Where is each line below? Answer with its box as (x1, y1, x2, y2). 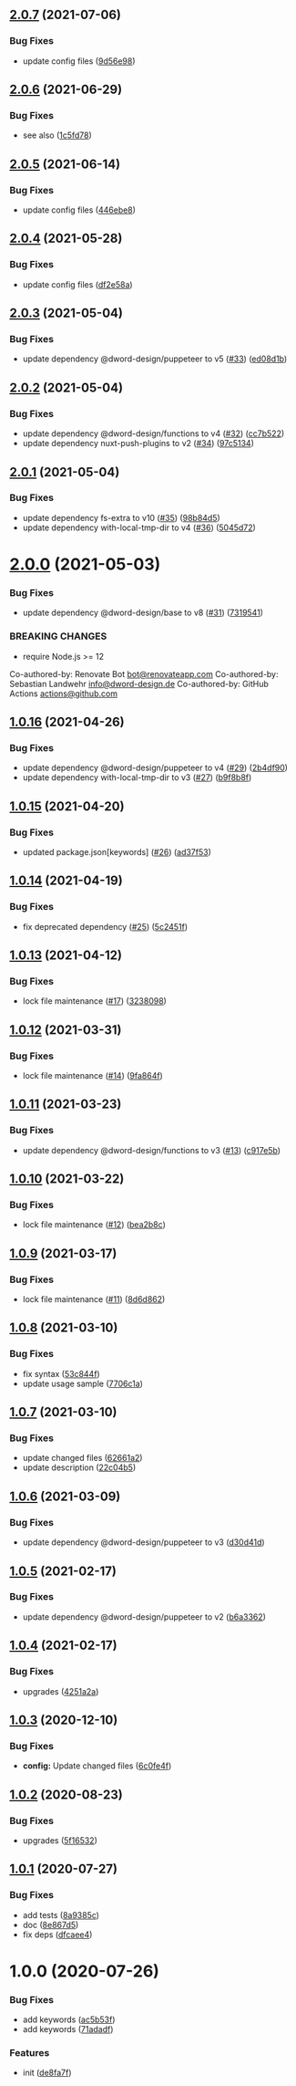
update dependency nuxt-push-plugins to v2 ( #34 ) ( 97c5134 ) (22, 438, 255, 449)
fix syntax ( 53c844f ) (22, 1368, 100, 1379)
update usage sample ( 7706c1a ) (22, 1378, 144, 1389)
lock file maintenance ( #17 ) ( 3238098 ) (22, 996, 167, 1006)
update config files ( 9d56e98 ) (22, 55, 136, 67)
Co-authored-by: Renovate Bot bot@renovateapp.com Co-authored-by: (9, 668, 280, 679)
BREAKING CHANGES (9, 630, 107, 642)
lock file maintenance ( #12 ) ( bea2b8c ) (22, 1219, 166, 1230)
